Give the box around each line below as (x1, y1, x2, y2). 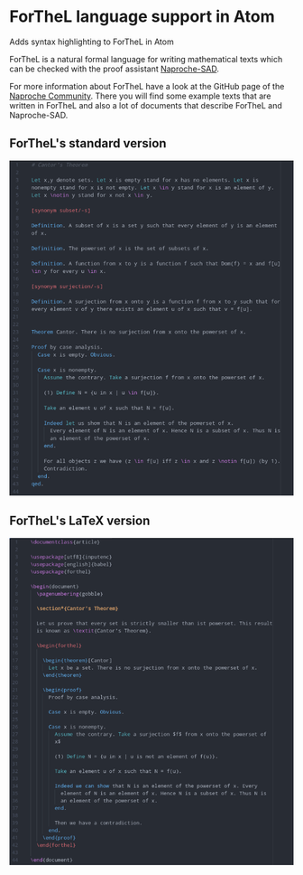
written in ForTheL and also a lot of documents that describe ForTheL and (9, 99, 282, 110)
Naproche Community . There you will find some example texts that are (9, 90, 271, 101)
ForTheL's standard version (9, 136, 167, 151)
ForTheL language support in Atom (9, 6, 275, 27)
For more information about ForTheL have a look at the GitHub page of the (9, 80, 285, 91)
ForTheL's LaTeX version (9, 513, 151, 529)
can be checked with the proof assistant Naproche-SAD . (9, 63, 219, 74)
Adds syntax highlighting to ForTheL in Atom (9, 36, 174, 47)
